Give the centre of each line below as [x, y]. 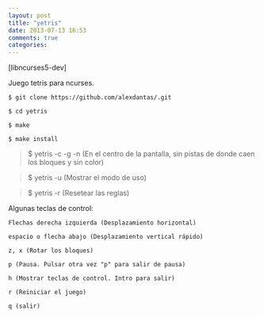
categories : [28, 45]
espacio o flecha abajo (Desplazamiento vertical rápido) [106, 237]
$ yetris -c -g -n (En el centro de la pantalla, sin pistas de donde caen [141, 154]
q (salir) [25, 306]
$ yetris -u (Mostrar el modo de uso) [87, 178]
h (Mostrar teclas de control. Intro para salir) [92, 278]
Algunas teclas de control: [51, 209]
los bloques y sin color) [66, 163]
